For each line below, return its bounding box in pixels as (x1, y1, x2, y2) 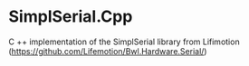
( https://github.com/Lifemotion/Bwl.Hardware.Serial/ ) (8, 45, 207, 56)
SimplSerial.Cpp (8, 6, 133, 27)
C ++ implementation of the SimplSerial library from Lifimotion (8, 36, 241, 47)
